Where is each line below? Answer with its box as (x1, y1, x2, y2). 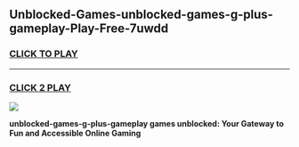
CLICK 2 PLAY (9, 81, 71, 94)
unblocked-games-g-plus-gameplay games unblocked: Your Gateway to (9, 118, 285, 128)
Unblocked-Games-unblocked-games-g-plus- (9, 7, 274, 22)
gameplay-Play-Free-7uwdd (9, 21, 169, 37)
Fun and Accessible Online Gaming (9, 127, 141, 138)
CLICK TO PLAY (9, 48, 78, 61)
